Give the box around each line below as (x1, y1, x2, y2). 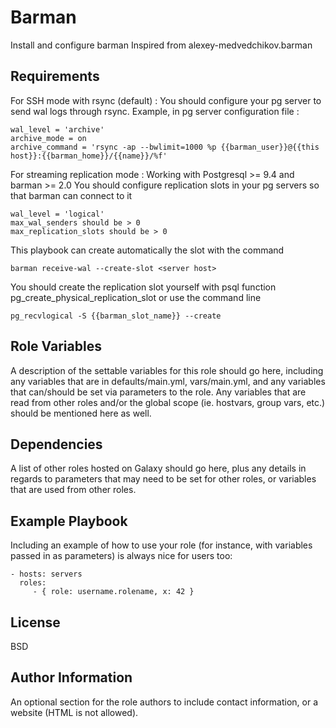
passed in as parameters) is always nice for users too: (10, 550, 233, 562)
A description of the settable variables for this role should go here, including (10, 364, 324, 376)
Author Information (10, 669, 133, 686)
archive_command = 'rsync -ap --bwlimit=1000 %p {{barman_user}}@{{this (10, 142, 320, 152)
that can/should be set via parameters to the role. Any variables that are (10, 386, 307, 398)
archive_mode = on (10, 133, 87, 143)
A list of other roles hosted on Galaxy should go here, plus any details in (10, 462, 307, 475)
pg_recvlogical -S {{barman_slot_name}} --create (10, 311, 222, 321)
